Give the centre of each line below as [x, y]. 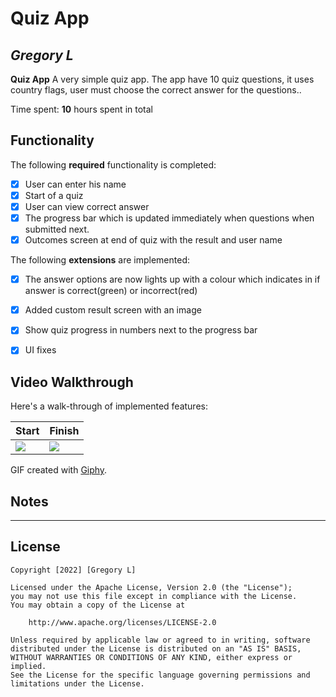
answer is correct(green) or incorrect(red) [111, 291]
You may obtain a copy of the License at [98, 605]
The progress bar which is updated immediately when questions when [169, 218]
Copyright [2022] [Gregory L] [73, 570]
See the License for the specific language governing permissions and [160, 675]
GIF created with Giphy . [59, 470]
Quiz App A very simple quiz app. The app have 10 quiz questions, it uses [162, 79]
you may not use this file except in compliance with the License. [154, 596]
